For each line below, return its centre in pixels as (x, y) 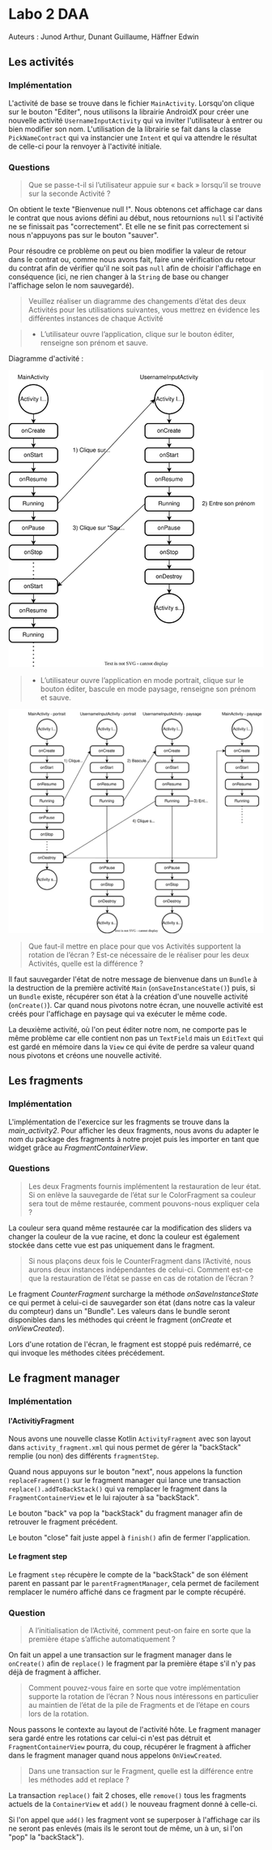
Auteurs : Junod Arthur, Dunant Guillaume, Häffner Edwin (104, 37)
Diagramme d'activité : (46, 358)
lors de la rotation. (58, 1714)
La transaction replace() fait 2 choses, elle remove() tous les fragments (127, 1795)
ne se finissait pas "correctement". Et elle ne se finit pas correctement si (129, 226)
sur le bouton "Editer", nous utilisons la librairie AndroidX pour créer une (129, 111)
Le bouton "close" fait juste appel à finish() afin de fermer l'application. (130, 1538)
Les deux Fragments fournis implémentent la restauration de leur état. (144, 1186)
